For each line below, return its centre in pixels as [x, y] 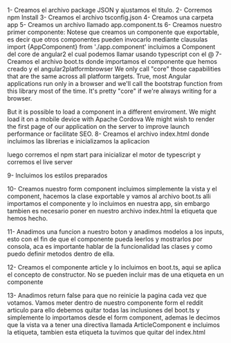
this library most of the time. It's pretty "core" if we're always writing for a [112, 91]
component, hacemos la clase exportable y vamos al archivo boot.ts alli [109, 196]
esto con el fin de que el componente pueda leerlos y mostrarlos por [105, 239]
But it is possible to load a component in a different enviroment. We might [112, 112]
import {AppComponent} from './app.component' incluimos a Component [111, 47]
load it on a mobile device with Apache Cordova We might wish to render [111, 119]
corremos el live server [40, 162]
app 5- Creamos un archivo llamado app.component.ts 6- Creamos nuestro [115, 25]
